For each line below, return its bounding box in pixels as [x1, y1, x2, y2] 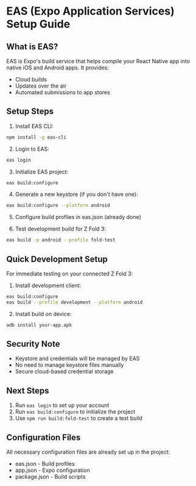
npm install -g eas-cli [6, 134, 67, 141]
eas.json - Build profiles [15, 460, 75, 468]
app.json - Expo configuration [15, 467, 90, 474]
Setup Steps [6, 106, 54, 117]
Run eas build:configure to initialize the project [15, 408, 136, 415]
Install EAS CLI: [15, 122, 54, 130]
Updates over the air [15, 82, 67, 89]
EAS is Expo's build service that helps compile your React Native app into [6, 58, 191, 64]
